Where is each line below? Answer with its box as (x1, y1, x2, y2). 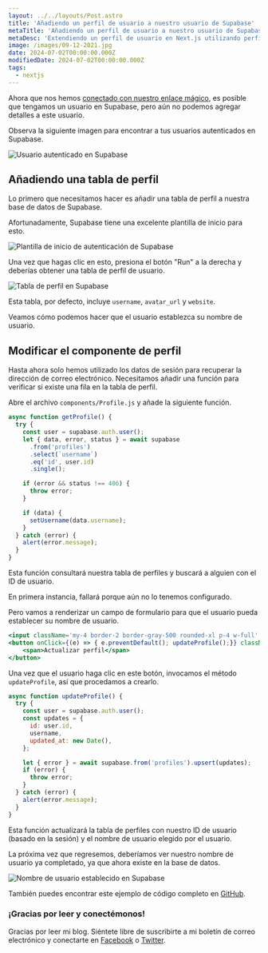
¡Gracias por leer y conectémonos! (8, 908, 146, 919)
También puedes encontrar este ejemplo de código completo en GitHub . (8, 888, 246, 898)
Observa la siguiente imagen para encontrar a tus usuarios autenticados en (8, 126, 256, 135)
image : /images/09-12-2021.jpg (8, 42, 112, 50)
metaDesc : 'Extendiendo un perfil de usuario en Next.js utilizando (8, 34, 241, 42)
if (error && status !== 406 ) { (22, 480, 130, 488)
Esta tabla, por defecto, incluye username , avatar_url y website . (8, 297, 216, 306)
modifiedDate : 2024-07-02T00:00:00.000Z (8, 57, 145, 65)
